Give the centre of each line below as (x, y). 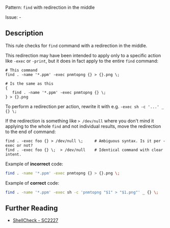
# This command (21, 70)
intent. (14, 154)
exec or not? (19, 145)
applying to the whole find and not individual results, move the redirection (83, 126)
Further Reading (32, 208)
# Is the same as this (29, 84)
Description (24, 33)
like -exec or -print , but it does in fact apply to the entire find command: (82, 61)
